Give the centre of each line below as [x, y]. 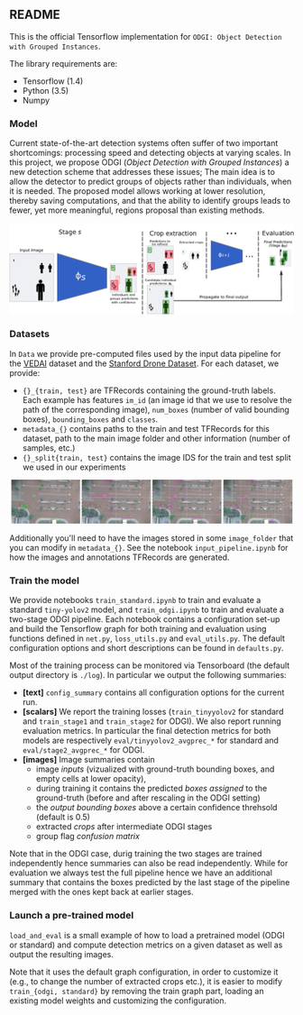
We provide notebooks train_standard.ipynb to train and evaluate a [135, 600]
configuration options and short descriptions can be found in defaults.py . [147, 648]
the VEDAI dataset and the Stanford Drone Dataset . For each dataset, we [144, 363]
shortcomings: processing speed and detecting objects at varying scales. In [150, 153]
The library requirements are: [64, 63]
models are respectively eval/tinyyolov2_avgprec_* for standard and [151, 741]
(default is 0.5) [63, 817]
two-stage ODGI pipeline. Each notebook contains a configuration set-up [145, 619]
